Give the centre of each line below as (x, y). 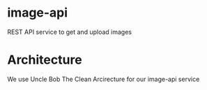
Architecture (45, 60)
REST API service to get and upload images (70, 32)
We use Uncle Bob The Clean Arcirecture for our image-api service (103, 79)
